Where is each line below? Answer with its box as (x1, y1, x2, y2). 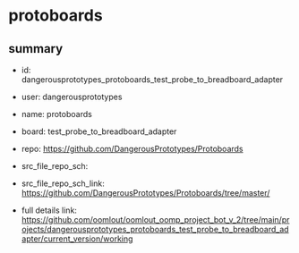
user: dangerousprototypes (21, 91, 123, 102)
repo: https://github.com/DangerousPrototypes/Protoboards (21, 144, 243, 154)
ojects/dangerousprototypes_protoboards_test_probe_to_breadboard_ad (21, 224, 289, 234)
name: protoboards (21, 109, 93, 119)
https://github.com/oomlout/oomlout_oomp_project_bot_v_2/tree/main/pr (21, 215, 290, 224)
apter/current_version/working (21, 233, 133, 244)
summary (8, 41, 64, 56)
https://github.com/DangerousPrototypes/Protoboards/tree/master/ (21, 188, 270, 198)
